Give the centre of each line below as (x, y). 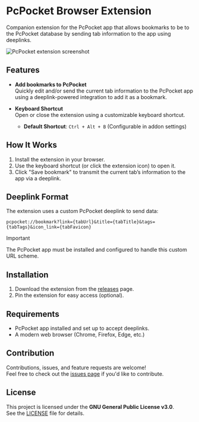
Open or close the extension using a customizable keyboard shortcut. (100, 115)
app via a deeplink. (38, 178)
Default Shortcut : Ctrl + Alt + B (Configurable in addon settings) (105, 126)
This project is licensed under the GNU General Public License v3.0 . (90, 407)
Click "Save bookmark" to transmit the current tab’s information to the (100, 172)
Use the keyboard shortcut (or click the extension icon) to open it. (95, 166)
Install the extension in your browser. (60, 159)
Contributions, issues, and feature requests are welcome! (76, 367)
